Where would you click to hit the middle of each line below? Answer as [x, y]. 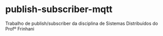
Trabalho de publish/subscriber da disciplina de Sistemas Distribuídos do [82, 23]
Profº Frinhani [20, 28]
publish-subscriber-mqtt [59, 9]
